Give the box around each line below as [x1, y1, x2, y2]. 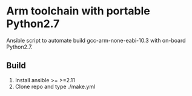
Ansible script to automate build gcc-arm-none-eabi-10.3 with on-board [6, 37, 186, 44]
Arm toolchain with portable [6, 4, 150, 18]
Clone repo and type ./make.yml [15, 83, 96, 90]
